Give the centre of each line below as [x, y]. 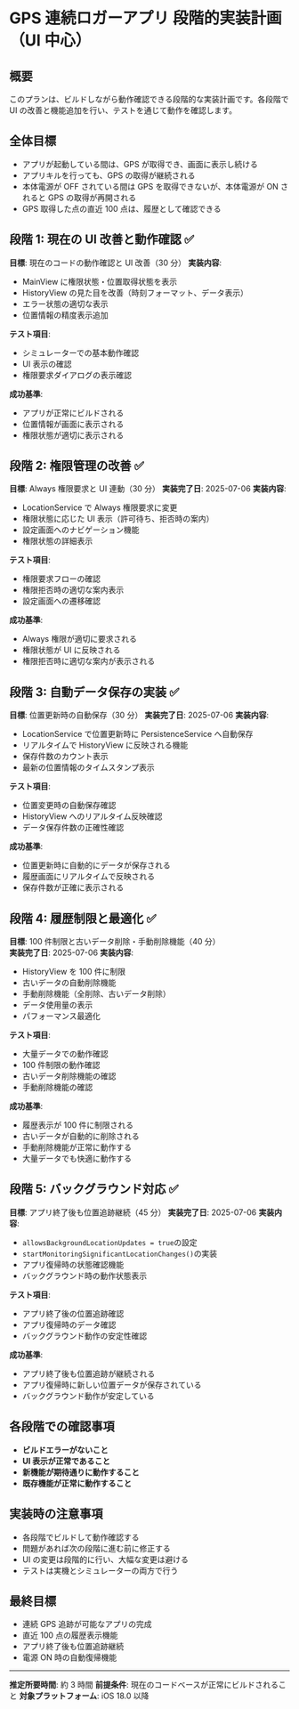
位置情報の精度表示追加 [65, 315]
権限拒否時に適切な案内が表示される [89, 661]
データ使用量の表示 [57, 1005]
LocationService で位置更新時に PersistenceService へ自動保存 [137, 734]
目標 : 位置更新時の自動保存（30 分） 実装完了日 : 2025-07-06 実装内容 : [139, 715]
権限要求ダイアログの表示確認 [77, 375]
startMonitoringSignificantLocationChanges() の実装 [120, 1253]
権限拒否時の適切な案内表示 [73, 590]
